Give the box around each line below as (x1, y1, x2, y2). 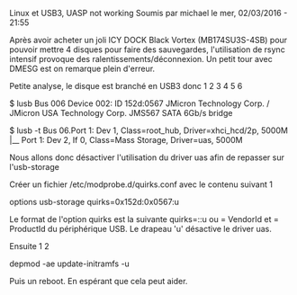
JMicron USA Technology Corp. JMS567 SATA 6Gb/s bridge (9, 108, 233, 118)
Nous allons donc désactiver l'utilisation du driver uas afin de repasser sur (9, 152, 285, 163)
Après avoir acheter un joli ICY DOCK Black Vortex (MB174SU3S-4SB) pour (9, 35, 288, 45)
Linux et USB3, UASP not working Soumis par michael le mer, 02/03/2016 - (9, 8, 288, 18)
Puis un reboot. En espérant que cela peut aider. (9, 276, 188, 286)
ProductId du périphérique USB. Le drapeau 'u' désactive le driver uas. (9, 224, 272, 234)
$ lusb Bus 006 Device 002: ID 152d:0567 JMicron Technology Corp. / (9, 98, 270, 109)
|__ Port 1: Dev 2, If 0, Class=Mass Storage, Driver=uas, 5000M (9, 135, 243, 145)
